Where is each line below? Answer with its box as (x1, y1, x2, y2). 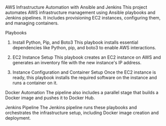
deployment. (5, 115, 31, 121)
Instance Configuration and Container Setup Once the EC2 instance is (12, 69, 156, 75)
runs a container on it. (12, 80, 58, 86)
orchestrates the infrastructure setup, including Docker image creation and (5, 110, 159, 116)
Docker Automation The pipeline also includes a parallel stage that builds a (5, 90, 159, 95)
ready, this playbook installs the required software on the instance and (12, 75, 157, 80)
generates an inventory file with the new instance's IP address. (12, 60, 142, 65)
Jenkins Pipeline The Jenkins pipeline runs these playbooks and (5, 105, 137, 110)
